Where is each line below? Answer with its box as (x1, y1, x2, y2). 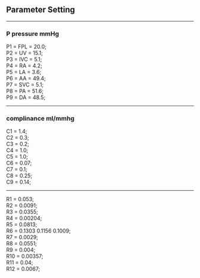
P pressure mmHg (6, 29, 60, 38)
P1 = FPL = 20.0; (6, 43, 46, 50)
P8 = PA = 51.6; (6, 88, 44, 95)
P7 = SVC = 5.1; (6, 81, 44, 88)
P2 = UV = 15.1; (6, 50, 43, 57)
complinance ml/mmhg (6, 115, 74, 123)
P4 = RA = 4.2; (6, 62, 43, 69)
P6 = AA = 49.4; (6, 75, 46, 82)
